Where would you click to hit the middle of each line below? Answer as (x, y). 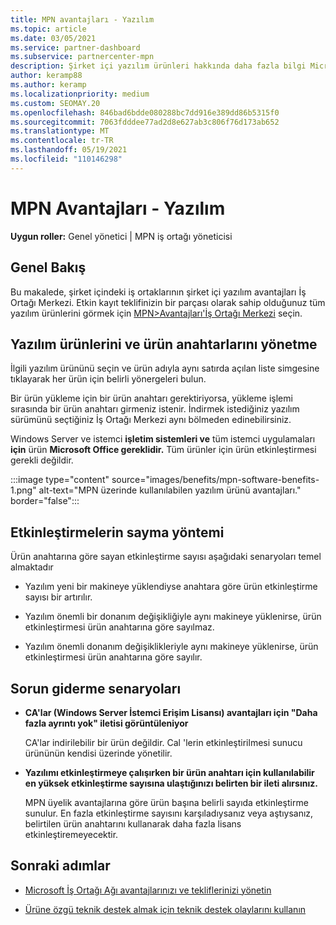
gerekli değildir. (42, 460)
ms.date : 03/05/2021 (53, 38)
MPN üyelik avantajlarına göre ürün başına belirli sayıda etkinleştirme (166, 802)
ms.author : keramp (48, 85)
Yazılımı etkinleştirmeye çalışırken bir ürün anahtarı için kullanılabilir (169, 772)
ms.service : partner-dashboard (75, 47)
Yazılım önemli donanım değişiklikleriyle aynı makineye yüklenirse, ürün (171, 647)
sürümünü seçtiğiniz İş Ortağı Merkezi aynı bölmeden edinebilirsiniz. (151, 420)
